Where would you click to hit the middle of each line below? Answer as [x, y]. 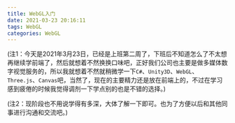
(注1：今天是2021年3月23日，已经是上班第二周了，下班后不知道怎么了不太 [114, 54]
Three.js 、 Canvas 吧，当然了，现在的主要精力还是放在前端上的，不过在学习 [115, 80]
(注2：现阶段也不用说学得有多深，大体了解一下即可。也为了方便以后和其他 [114, 104]
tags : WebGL [24, 27]
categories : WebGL [34, 33]
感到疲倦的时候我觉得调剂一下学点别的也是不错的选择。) [87, 89]
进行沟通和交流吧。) [41, 113]
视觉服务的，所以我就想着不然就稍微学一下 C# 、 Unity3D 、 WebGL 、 [106, 71]
